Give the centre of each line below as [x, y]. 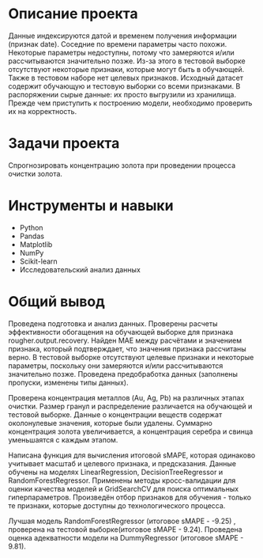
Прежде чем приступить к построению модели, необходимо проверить [130, 103]
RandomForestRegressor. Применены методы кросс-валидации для [122, 480]
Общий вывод [56, 302]
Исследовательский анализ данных [80, 269]
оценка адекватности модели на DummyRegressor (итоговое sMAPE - [126, 537]
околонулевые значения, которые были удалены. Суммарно [111, 423]
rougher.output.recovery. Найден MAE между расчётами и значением [125, 340]
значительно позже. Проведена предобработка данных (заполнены [123, 374]
